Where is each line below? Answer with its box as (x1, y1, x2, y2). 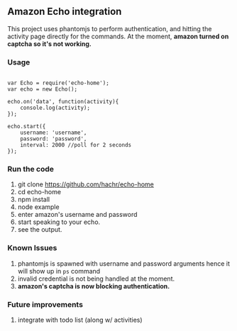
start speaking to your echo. (17, 218, 101, 226)
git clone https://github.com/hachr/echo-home (17, 180, 155, 189)
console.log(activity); (20, 104, 91, 112)
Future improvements (7, 299, 84, 309)
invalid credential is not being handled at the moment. (17, 274, 175, 283)
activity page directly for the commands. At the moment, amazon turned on (7, 32, 229, 40)
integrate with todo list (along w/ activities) (17, 315, 143, 324)
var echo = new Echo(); (7, 86, 78, 93)
